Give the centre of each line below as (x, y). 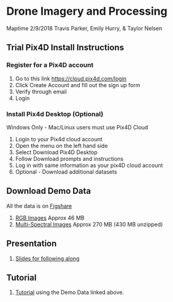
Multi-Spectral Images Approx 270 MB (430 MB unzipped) (89, 224)
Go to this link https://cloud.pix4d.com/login (71, 79)
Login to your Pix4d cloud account (59, 139)
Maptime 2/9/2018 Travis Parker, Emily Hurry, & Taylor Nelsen (84, 28)
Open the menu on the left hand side (62, 145)
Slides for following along (47, 258)
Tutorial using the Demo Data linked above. (70, 292)
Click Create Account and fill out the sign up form (78, 85)
